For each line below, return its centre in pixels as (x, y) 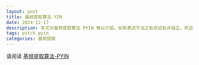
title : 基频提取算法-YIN (34, 17)
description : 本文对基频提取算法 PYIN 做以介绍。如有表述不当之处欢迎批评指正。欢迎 (100, 28)
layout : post (22, 11)
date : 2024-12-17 (28, 22)
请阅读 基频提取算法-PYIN (38, 56)
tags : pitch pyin (28, 33)
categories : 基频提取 (31, 39)
